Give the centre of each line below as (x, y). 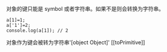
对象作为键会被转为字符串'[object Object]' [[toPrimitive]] (76, 42)
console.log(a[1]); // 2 (37, 30)
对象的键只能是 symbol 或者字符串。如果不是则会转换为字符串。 (85, 9)
